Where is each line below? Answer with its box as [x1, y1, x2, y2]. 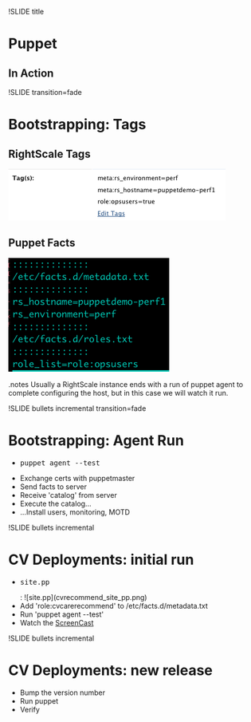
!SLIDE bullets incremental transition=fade [8, 403, 147, 413]
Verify [19, 704, 40, 714]
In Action [8, 66, 54, 80]
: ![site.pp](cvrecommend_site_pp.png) [19, 592, 147, 602]
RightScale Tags [8, 147, 91, 160]
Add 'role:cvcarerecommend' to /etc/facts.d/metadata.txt [19, 601, 209, 610]
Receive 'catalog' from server [19, 490, 117, 499]
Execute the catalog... [19, 499, 92, 508]
